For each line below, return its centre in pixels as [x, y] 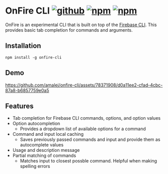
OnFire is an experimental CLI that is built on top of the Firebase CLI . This [81, 25]
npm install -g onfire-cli [33, 57]
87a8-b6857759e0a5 [27, 90]
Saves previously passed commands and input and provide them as [90, 140]
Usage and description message [46, 150]
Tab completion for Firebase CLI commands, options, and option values [87, 118]
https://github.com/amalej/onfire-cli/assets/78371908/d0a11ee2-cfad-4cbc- [84, 85]
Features [19, 106]
